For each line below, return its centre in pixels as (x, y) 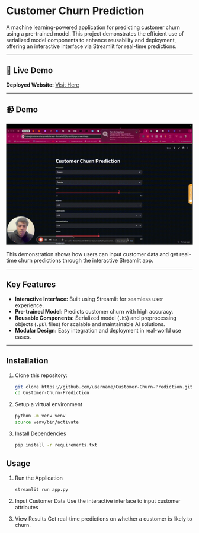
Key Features (31, 285)
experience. (29, 305)
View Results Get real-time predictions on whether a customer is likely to (103, 518)
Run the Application (39, 478)
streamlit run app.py (41, 489)
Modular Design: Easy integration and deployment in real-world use (98, 330)
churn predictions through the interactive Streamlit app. (86, 260)
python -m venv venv (40, 416)
